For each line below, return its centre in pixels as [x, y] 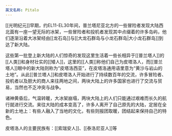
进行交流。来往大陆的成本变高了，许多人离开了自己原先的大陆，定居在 [88, 104]
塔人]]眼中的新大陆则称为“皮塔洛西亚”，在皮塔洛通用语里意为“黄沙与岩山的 [84, 68]
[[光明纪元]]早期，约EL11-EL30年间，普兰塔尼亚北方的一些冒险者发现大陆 [82, 25]
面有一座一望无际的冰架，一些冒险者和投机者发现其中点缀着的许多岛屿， [86, 32]
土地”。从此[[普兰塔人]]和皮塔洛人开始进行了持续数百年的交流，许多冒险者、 [86, 74]
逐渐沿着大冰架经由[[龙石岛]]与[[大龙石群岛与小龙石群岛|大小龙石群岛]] [84, 38]
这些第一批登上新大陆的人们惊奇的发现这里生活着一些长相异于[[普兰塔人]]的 [85, 55]
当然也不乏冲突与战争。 [39, 87]
